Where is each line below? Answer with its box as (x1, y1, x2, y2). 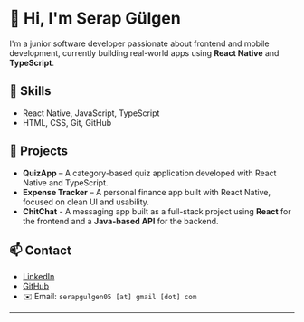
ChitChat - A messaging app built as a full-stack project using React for (22, 205, 291, 216)
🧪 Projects (9, 144, 69, 159)
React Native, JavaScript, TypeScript (22, 108, 160, 118)
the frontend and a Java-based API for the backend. (22, 215, 219, 226)
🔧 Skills (9, 83, 52, 99)
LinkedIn (22, 271, 55, 282)
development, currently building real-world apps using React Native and (9, 47, 280, 58)
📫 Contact (9, 242, 72, 258)
